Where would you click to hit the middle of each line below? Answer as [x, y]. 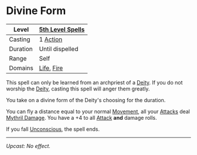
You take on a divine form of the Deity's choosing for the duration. [86, 100]
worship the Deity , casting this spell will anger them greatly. [78, 89]
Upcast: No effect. [28, 146]
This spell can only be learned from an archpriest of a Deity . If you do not [94, 82]
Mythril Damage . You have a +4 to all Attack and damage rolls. [81, 117]
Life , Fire [51, 68]
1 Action [51, 39]
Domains [21, 68]
